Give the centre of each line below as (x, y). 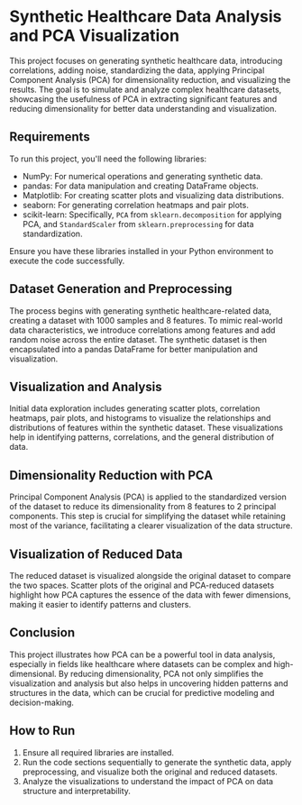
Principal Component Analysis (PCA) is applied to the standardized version (148, 497)
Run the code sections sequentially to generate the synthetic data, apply (157, 762)
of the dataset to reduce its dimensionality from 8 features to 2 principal (143, 507)
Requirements (50, 137)
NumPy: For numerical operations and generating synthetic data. (142, 176)
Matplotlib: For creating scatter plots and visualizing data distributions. (153, 195)
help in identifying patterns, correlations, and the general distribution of (142, 437)
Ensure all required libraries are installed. (98, 752)
